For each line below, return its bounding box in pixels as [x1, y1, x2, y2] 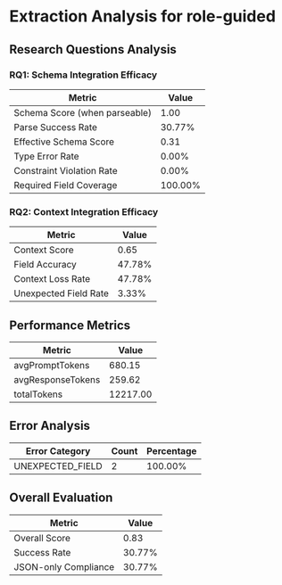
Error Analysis [9, 418, 91, 433]
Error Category [25, 444, 91, 457]
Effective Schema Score [13, 136, 114, 148]
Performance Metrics [9, 317, 131, 333]
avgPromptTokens [13, 358, 90, 371]
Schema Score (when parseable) [13, 106, 152, 119]
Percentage [146, 444, 197, 457]
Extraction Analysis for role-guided [9, 6, 277, 27]
